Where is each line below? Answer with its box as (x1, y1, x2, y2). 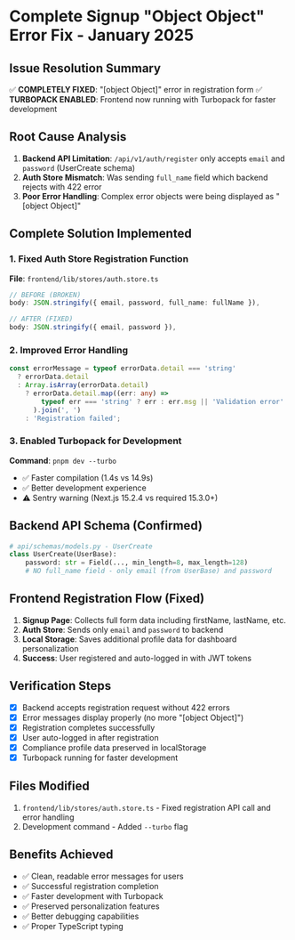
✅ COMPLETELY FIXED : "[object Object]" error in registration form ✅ (9, 85, 263, 94)
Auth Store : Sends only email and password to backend (21, 624, 224, 635)
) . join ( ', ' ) (32, 405, 82, 415)
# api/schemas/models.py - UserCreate (9, 541, 153, 551)
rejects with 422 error (21, 181, 102, 192)
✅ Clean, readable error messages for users (21, 871, 184, 881)
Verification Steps (9, 678, 112, 693)
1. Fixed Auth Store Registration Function (9, 253, 189, 265)
